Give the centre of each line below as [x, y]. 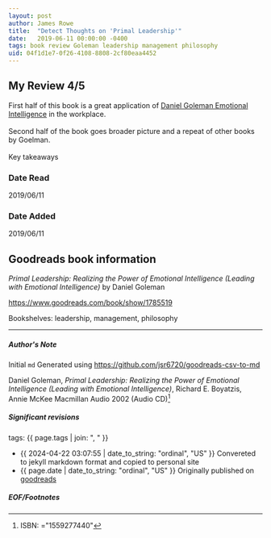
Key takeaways [33, 156]
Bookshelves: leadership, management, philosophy [93, 319]
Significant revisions [44, 417]
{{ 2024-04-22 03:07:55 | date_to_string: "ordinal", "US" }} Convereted [138, 453]
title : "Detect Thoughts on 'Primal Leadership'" [95, 31]
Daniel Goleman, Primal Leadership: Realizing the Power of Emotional [124, 381]
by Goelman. [29, 140]
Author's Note [33, 344]
